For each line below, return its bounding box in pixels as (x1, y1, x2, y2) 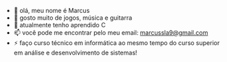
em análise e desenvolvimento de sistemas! (13, 48, 138, 57)
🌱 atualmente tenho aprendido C (13, 21, 106, 29)
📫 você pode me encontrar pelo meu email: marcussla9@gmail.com (13, 29, 208, 37)
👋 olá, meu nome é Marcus (13, 7, 90, 14)
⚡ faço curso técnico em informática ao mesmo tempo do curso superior (13, 39, 220, 47)
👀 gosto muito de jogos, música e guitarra (13, 14, 133, 22)
